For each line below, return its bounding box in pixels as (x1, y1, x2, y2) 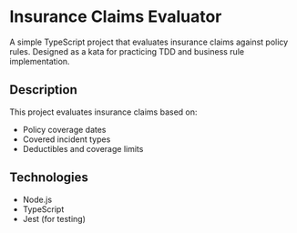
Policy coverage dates (22, 124, 107, 135)
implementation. (9, 56, 70, 66)
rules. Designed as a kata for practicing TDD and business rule (9, 46, 244, 56)
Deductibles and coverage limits (22, 143, 144, 154)
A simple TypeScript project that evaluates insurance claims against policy (9, 36, 289, 47)
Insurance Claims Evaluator (9, 6, 222, 27)
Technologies (9, 170, 89, 186)
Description (9, 82, 77, 97)
